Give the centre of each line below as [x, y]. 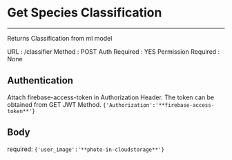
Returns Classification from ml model [60, 38]
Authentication [40, 81]
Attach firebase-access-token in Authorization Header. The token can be [111, 97]
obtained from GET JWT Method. [54, 104]
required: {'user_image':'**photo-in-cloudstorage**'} [86, 149]
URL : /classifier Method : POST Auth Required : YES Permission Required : [114, 51]
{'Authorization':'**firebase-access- [158, 105]
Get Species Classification [85, 13]
